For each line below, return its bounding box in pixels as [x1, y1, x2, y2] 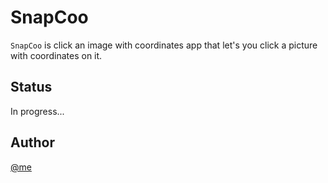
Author [10, 134, 55, 151]
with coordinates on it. [10, 49, 103, 61]
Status [10, 79, 53, 96]
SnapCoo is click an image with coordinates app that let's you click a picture [10, 39, 318, 51]
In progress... [10, 105, 65, 117]
